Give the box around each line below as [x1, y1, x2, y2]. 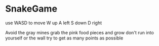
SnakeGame [5, 3, 57, 15]
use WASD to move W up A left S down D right [5, 20, 102, 26]
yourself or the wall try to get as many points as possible [5, 35, 124, 41]
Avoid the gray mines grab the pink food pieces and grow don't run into [5, 29, 154, 35]
